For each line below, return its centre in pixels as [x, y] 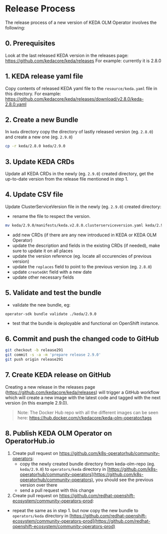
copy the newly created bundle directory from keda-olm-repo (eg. [87, 464]
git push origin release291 [34, 360]
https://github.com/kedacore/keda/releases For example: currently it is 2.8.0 [83, 61]
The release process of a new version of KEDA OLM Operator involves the [81, 22]
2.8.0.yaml [16, 104]
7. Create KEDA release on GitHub [58, 375]
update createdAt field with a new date [52, 272]
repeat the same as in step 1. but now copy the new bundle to [75, 510]
